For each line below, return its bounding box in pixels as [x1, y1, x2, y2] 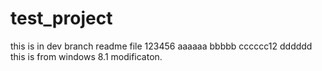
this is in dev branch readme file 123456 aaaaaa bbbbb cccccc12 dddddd [10, 40, 313, 52]
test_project [10, 7, 113, 30]
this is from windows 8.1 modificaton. [10, 50, 163, 62]
